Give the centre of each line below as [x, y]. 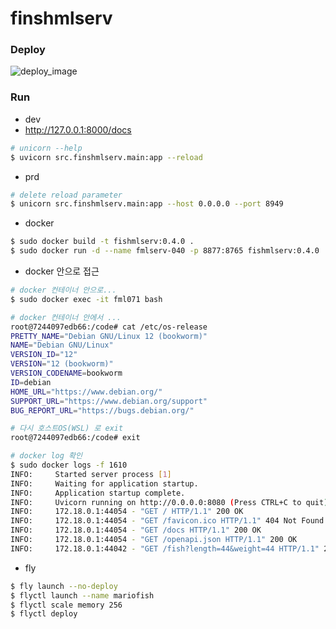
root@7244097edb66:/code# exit [75, 438]
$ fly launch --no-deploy [64, 586]
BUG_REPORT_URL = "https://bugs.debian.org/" [102, 410]
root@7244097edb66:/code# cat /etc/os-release [109, 327]
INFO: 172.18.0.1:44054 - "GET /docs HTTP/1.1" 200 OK [136, 530]
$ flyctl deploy [44, 614]
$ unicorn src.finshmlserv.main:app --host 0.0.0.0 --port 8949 [147, 204]
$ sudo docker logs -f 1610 [69, 465]
